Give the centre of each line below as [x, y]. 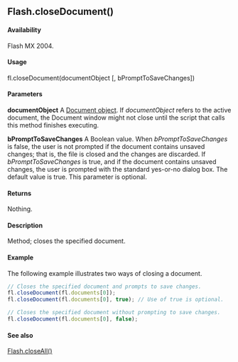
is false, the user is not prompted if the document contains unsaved [106, 146]
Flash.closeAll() [30, 351]
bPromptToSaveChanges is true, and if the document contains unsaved [112, 162]
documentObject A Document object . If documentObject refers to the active [119, 110]
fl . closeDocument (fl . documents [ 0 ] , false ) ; [73, 319]
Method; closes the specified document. [66, 241]
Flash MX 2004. [31, 46]
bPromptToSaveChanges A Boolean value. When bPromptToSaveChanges [118, 139]
